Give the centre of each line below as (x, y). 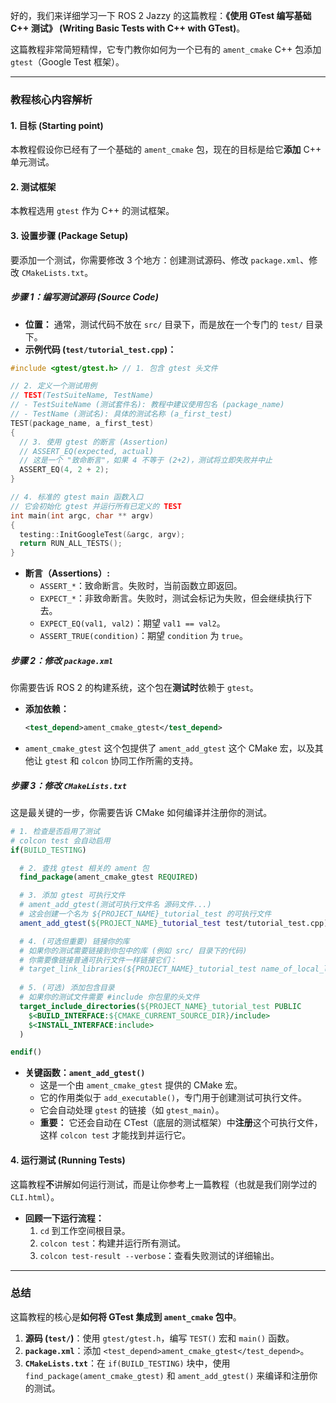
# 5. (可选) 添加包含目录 (67, 988)
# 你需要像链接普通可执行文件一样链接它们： (98, 960)
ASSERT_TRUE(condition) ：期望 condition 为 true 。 (143, 636)
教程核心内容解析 (51, 99)
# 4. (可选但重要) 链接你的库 (74, 941)
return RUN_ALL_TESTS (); (71, 544)
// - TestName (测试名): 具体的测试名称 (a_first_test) (121, 414)
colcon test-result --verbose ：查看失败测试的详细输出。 (159, 1255)
